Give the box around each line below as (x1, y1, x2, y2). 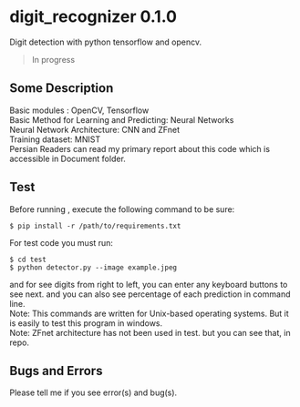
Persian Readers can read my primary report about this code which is (9, 143, 271, 154)
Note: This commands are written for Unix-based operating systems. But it (9, 308, 289, 319)
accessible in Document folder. (9, 153, 126, 164)
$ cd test (9, 255, 47, 264)
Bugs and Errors (9, 362, 103, 379)
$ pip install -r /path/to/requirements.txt (9, 221, 181, 230)
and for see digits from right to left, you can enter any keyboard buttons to (9, 279, 288, 290)
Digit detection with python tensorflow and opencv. (9, 36, 202, 47)
